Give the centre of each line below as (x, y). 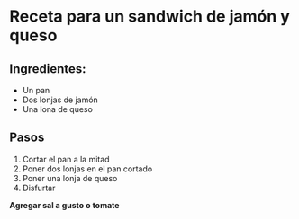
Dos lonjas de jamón (60, 100)
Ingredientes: (48, 69)
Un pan (36, 90)
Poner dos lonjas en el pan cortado (87, 169)
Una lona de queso (57, 109)
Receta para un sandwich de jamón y (150, 17)
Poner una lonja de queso (70, 178)
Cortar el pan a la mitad (66, 159)
